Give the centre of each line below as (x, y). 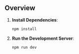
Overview (20, 8)
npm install (24, 29)
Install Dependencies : (35, 20)
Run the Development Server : (43, 38)
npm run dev (24, 47)
